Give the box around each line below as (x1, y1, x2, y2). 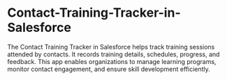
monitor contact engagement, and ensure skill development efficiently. (7, 65, 211, 73)
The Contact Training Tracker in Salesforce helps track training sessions (7, 42, 215, 51)
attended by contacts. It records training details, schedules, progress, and (7, 50, 220, 58)
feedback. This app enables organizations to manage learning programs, (7, 57, 217, 65)
